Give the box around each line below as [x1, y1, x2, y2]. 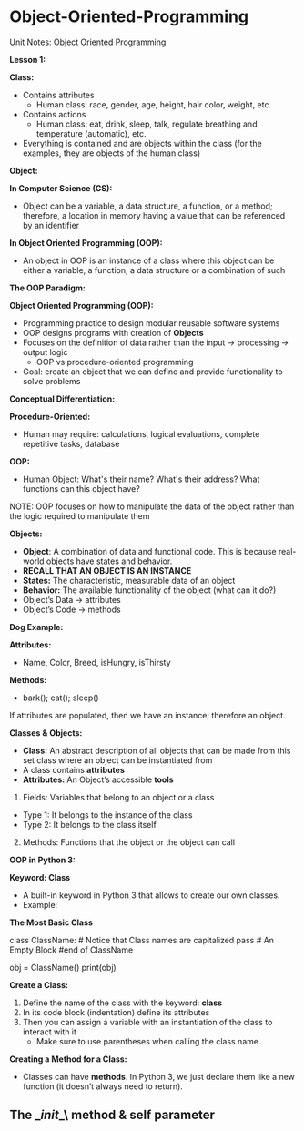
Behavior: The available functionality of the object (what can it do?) [22, 585, 277, 596]
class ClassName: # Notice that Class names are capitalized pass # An [9, 934, 275, 945]
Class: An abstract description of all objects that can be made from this [22, 745, 291, 756]
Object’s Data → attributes [22, 594, 121, 605]
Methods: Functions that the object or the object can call [22, 836, 235, 848]
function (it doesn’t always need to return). [22, 1081, 184, 1092]
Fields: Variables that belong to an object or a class [22, 791, 215, 802]
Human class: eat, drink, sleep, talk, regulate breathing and [35, 118, 258, 129]
